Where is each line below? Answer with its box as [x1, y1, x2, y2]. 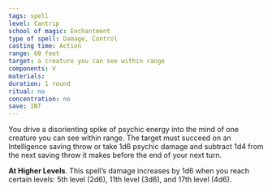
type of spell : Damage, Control [8, 34, 118, 43]
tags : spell [8, 11, 49, 20]
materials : [8, 72, 45, 80]
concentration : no [8, 95, 71, 103]
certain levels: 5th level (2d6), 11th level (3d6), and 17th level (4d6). [8, 175, 232, 185]
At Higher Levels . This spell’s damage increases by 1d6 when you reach [8, 166, 250, 176]
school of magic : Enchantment [8, 27, 111, 35]
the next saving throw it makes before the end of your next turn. [8, 151, 222, 160]
